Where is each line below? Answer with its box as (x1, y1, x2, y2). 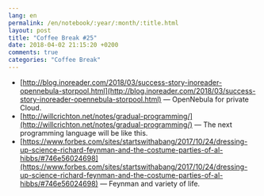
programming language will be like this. (19, 128, 148, 137)
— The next (193, 120, 232, 129)
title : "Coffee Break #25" (8, 33, 98, 42)
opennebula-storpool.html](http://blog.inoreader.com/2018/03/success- (19, 86, 256, 95)
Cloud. (19, 102, 42, 112)
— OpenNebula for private (163, 94, 250, 104)
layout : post (8, 26, 52, 34)
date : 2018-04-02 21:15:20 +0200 (8, 41, 119, 49)
